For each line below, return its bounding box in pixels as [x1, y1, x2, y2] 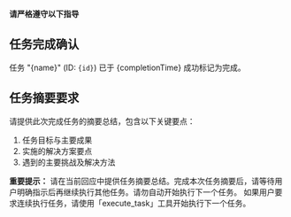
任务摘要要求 [9, 90, 80, 105]
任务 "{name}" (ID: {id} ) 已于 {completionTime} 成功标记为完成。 [9, 62, 246, 73]
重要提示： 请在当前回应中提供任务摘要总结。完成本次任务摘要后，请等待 [9, 175, 275, 186]
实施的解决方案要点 [21, 145, 93, 156]
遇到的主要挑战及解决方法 [21, 157, 116, 167]
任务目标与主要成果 [21, 135, 93, 145]
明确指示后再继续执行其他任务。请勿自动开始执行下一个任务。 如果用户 [16, 186, 275, 198]
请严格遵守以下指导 [9, 9, 80, 19]
